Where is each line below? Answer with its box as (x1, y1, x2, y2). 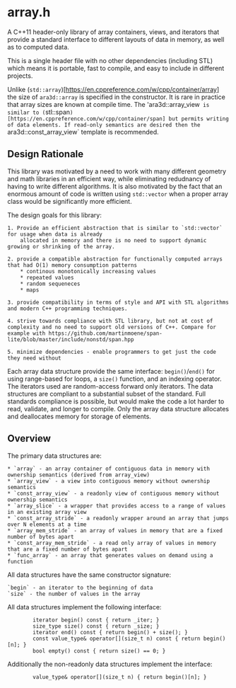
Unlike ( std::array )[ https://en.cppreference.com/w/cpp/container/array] (7, 85, 220, 93)
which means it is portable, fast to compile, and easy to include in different (7, 64, 225, 72)
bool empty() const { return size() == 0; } (33, 647, 166, 655)
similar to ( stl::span (7, 108, 71, 116)
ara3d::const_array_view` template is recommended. (7, 127, 159, 136)
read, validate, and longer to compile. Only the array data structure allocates (7, 404, 230, 413)
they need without (7, 355, 61, 362)
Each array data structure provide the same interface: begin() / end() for (7, 367, 216, 375)
